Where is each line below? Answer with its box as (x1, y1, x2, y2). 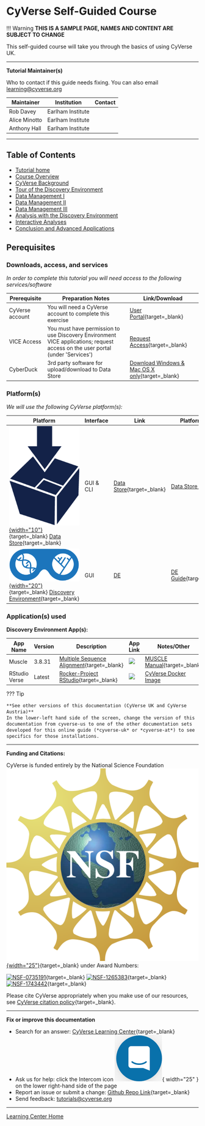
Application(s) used (6, 612, 67, 620)
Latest (34, 673, 50, 680)
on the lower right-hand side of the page (15, 1082, 118, 1089)
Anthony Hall (9, 125, 41, 132)
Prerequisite (9, 295, 41, 302)
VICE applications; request (47, 338, 114, 345)
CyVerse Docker (145, 670, 186, 677)
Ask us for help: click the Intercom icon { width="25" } (15, 1075, 199, 1083)
